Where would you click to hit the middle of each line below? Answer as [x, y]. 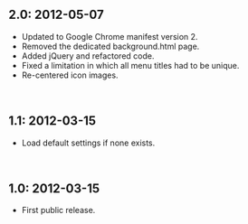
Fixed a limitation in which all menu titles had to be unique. [130, 65]
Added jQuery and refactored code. [88, 56]
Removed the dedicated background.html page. [110, 46]
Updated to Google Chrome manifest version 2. [110, 36]
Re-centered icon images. [70, 75]
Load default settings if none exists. [88, 143]
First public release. [58, 210]
